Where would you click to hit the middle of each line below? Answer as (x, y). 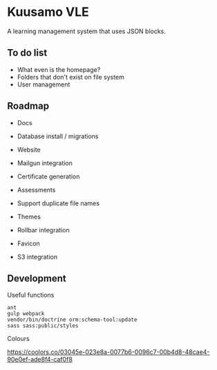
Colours (18, 339)
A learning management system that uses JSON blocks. (86, 31)
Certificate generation (48, 176)
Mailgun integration (45, 163)
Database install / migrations (58, 136)
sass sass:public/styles (43, 326)
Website (29, 149)
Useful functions (31, 295)
